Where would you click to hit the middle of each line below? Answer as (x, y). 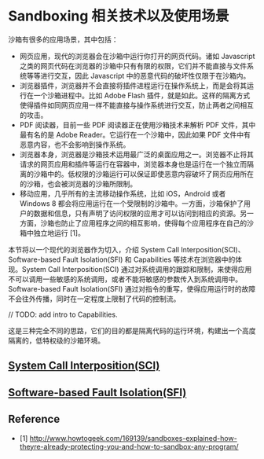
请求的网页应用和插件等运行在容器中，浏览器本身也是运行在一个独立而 (133, 164)
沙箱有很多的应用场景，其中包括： (63, 39)
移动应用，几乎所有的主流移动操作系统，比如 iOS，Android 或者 (123, 193)
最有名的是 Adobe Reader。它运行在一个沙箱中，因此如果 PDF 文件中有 (135, 134)
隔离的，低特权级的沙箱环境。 (56, 340)
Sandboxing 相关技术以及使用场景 (119, 16)
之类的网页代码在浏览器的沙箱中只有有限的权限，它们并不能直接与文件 (133, 66)
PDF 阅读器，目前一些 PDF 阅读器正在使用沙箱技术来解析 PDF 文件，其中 (137, 125)
